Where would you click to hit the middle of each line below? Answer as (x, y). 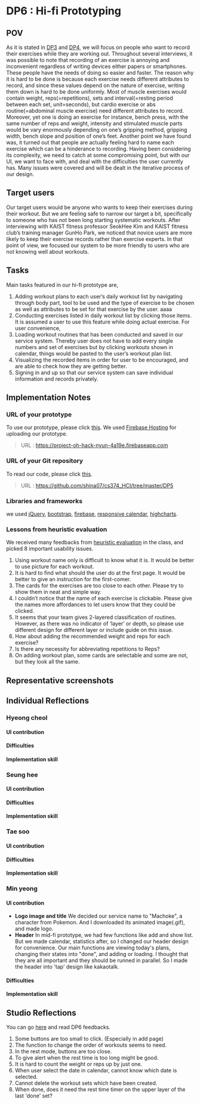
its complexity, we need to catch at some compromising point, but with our (98, 155)
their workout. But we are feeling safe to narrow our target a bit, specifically (99, 214)
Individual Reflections (48, 700)
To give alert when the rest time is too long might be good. (87, 1058)
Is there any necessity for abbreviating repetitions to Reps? (87, 649)
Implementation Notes (49, 398)
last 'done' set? (33, 1096)
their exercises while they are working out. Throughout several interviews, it (99, 54)
